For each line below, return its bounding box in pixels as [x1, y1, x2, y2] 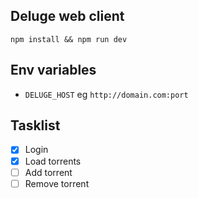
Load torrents [24, 155, 82, 167]
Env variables [10, 62, 97, 79]
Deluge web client [10, 8, 125, 25]
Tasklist [10, 117, 61, 134]
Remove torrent [24, 177, 90, 189]
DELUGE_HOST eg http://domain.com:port [24, 88, 189, 100]
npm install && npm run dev [10, 34, 128, 44]
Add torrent [24, 166, 73, 178]
